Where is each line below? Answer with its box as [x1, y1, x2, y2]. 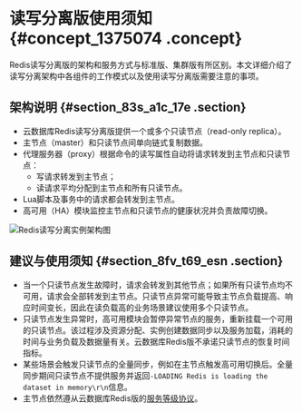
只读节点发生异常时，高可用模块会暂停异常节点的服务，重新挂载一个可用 [22, 313, 293, 324]
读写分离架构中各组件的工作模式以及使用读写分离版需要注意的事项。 [9, 70, 264, 82]
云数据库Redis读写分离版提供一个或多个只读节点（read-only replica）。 [22, 125, 287, 136]
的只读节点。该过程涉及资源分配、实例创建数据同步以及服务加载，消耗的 [22, 324, 293, 336]
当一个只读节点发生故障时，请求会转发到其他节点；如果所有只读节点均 [22, 279, 286, 290]
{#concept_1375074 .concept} [9, 28, 243, 49]
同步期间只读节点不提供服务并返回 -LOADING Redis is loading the [22, 369, 268, 381]
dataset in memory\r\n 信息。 [22, 381, 133, 392]
